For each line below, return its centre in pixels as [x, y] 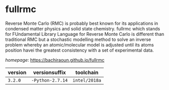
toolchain [87, 72]
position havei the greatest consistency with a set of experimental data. [80, 50]
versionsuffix [50, 72]
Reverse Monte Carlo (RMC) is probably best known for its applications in [82, 23]
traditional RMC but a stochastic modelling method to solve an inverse [78, 39]
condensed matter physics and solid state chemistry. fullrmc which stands [83, 28]
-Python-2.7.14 [49, 80]
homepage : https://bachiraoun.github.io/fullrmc [55, 60]
